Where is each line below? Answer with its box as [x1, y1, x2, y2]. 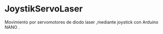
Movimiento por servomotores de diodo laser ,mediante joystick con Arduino [4, 19, 159, 25]
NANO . [4, 24, 20, 30]
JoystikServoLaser [4, 3, 83, 14]
